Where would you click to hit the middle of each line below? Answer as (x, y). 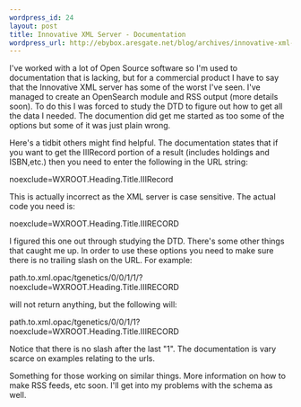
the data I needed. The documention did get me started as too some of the (147, 116)
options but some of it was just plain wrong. (90, 126)
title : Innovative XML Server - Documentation (98, 34)
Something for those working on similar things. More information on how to (148, 376)
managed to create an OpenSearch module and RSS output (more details (144, 97)
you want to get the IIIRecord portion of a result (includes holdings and (140, 153)
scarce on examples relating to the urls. (82, 358)
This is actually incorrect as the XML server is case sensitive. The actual (142, 197)
